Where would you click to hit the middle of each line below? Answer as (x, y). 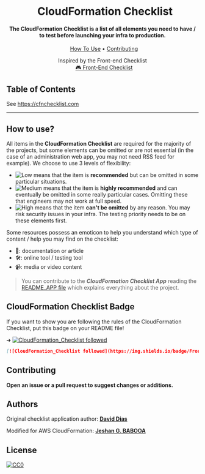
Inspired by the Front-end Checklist (103, 61)
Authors (22, 404)
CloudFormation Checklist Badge (70, 307)
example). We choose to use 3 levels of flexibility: (69, 164)
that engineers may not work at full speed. (68, 201)
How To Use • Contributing (104, 49)
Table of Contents (41, 89)
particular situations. (41, 182)
